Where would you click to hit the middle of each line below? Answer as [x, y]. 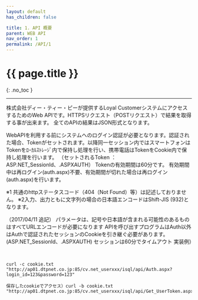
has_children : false [32, 17]
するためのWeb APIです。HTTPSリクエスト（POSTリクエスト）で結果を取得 [99, 115]
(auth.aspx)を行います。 [35, 179]
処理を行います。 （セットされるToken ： [66, 157]
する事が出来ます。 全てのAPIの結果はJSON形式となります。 [80, 122]
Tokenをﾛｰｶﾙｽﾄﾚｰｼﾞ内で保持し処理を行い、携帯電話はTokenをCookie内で [94, 150]
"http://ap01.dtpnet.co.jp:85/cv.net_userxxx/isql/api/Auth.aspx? [89, 269]
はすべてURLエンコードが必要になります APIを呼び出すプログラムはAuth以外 [99, 227]
